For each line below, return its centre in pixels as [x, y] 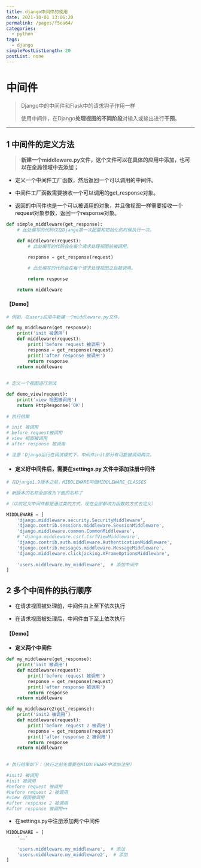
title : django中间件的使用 [37, 12]
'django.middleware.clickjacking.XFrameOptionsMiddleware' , [93, 553]
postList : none [25, 56]
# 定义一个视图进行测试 [31, 384]
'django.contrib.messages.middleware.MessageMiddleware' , [91, 548]
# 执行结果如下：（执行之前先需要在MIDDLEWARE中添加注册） [70, 765]
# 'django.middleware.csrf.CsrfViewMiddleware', [79, 537]
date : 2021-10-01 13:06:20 [40, 17]
